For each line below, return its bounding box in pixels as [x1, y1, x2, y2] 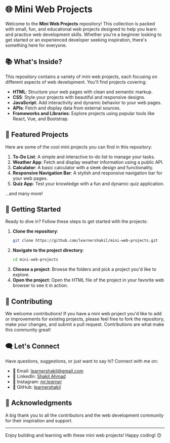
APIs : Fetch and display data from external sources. [12, 105, 121, 111]
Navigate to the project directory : [12, 247, 84, 253]
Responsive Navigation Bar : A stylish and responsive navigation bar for [12, 170, 163, 176]
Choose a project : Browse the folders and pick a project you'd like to [12, 266, 157, 272]
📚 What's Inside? [5, 57, 62, 66]
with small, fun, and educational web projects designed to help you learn [5, 26, 157, 32]
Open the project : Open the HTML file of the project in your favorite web [12, 277, 164, 283]
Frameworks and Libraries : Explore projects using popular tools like [12, 110, 155, 116]
